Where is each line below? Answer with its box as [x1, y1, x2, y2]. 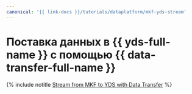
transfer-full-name [6, 61, 104, 75]
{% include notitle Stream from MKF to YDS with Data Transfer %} [6, 81, 172, 88]
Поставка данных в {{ [6, 35, 123, 49]
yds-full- [124, 35, 171, 49]
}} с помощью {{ [37, 48, 126, 61]
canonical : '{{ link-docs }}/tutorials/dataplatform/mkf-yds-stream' [6, 8, 187, 15]
